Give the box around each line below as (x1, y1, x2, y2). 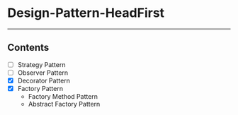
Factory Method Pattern (28, 92, 98, 100)
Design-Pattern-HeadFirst (7, 5, 165, 21)
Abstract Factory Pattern (28, 100, 101, 108)
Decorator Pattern (17, 76, 71, 85)
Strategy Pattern (17, 60, 66, 68)
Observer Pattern (17, 68, 69, 77)
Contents (7, 42, 50, 54)
